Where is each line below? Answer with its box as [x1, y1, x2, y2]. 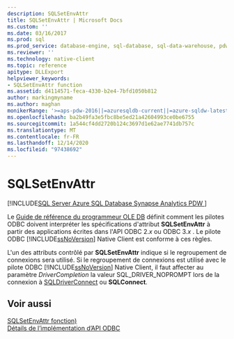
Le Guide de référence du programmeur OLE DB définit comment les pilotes [7, 212, 225, 221]
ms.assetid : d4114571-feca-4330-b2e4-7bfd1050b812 [7, 88, 157, 95]
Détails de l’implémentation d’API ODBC [7, 324, 120, 332]
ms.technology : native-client [7, 56, 95, 63]
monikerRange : [7, 107, 49, 114]
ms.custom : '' [7, 23, 49, 30]
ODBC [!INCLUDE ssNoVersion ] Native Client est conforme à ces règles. [7, 235, 212, 243]
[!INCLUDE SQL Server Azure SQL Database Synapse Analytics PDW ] [7, 199, 208, 207]
